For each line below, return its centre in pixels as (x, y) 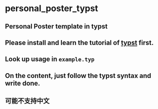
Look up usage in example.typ (50, 59)
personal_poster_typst (51, 8)
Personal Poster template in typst (56, 26)
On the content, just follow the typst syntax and (78, 76)
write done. (22, 83)
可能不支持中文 (27, 101)
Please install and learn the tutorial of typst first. (79, 42)
